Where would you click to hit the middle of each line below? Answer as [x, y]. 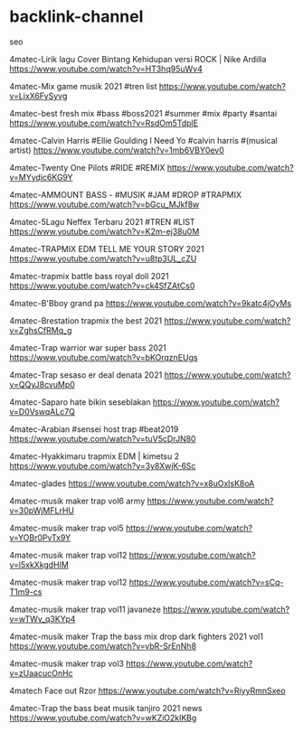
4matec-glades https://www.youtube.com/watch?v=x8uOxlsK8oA [132, 483]
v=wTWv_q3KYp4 [43, 619]
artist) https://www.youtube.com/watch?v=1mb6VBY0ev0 [117, 150]
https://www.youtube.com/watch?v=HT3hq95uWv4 [106, 69]
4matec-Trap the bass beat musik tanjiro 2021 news [106, 708]
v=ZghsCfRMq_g [41, 330]
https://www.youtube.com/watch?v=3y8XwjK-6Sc [103, 465]
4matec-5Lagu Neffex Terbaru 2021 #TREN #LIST [103, 221]
